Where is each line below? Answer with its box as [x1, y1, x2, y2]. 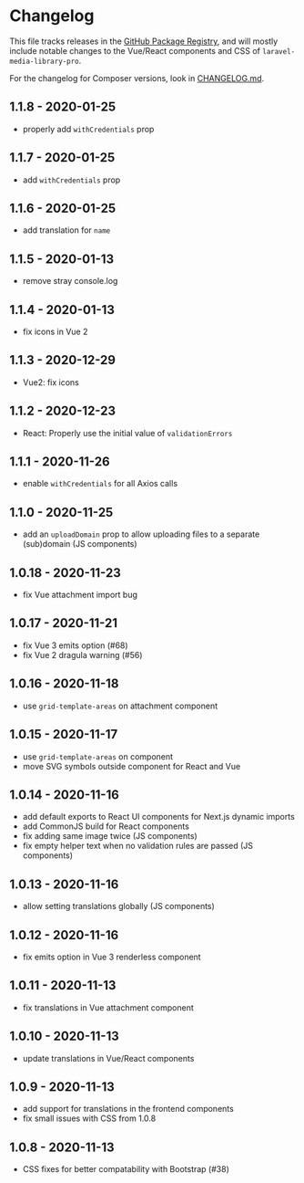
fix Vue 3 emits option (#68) [22, 640, 129, 651]
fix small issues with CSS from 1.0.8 [22, 1113, 157, 1124]
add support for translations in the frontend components [22, 1104, 234, 1115]
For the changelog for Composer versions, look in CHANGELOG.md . [9, 72, 265, 83]
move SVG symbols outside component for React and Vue [22, 760, 241, 771]
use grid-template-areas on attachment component [22, 700, 218, 711]
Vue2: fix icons [22, 376, 80, 388]
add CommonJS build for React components [22, 821, 189, 832]
